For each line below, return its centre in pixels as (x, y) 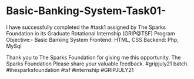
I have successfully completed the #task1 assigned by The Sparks (86, 27)
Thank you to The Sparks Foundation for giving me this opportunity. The (93, 57)
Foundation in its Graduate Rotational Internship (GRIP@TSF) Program (91, 33)
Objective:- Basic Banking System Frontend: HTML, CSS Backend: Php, (93, 39)
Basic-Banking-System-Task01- (86, 11)
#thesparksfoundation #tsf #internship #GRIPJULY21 (70, 70)
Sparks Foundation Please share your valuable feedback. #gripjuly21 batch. (98, 64)
